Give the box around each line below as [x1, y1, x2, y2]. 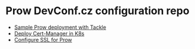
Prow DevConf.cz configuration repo [5, 4, 190, 18]
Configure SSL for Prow [14, 36, 72, 43]
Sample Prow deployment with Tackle [14, 24, 107, 31]
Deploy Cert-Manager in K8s [14, 30, 85, 37]
